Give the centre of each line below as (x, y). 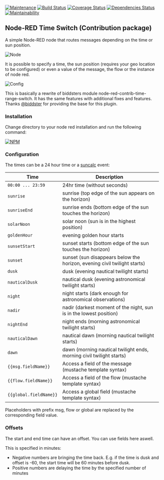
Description (109, 177)
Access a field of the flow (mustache (104, 378)
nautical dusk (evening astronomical (104, 280)
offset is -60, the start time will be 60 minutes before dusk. (71, 462)
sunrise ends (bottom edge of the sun (105, 207)
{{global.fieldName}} (32, 395)
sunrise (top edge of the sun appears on (108, 193)
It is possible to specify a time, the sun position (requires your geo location (80, 64)
